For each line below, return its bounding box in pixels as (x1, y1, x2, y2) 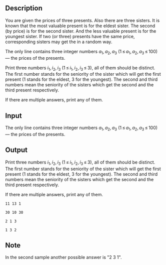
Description (5, 4, 42, 13)
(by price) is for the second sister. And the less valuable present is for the (5, 28, 156, 34)
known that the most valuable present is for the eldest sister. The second (5, 23, 155, 29)
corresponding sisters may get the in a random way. (5, 39, 112, 45)
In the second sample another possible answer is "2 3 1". (5, 254, 122, 260)
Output (5, 146, 27, 155)
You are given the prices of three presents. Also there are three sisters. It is (5, 17, 160, 23)
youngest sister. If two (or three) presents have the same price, (5, 33, 135, 39)
